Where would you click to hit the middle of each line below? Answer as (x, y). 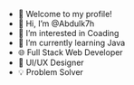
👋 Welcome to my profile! (65, 14)
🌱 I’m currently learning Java (72, 42)
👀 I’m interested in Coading (68, 33)
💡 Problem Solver (51, 72)
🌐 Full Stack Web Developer (71, 52)
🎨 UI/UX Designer (51, 62)
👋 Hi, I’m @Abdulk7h (56, 24)
